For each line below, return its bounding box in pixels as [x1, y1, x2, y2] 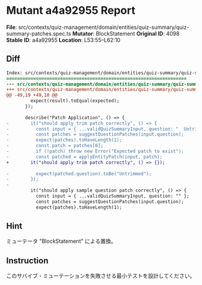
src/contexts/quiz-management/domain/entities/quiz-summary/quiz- [18, 23, 189, 31]
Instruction [6, 255, 49, 266]
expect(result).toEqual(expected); [30, 98, 120, 104]
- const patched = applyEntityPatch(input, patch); [6, 154, 163, 160]
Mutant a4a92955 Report [6, 4, 136, 17]
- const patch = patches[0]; [6, 143, 103, 149]
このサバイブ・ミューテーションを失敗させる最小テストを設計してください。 [6, 272, 195, 280]
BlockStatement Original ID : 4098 [96, 30, 180, 37]
